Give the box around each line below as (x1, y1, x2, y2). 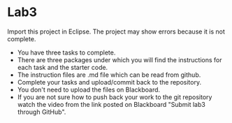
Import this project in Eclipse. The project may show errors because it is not (7, 27, 226, 36)
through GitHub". (17, 108, 66, 116)
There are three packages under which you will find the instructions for (17, 55, 222, 64)
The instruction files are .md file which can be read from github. (17, 71, 201, 79)
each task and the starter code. (17, 63, 108, 71)
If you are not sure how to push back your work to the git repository (17, 92, 212, 101)
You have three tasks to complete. (17, 48, 116, 57)
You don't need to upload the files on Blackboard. (17, 85, 161, 94)
